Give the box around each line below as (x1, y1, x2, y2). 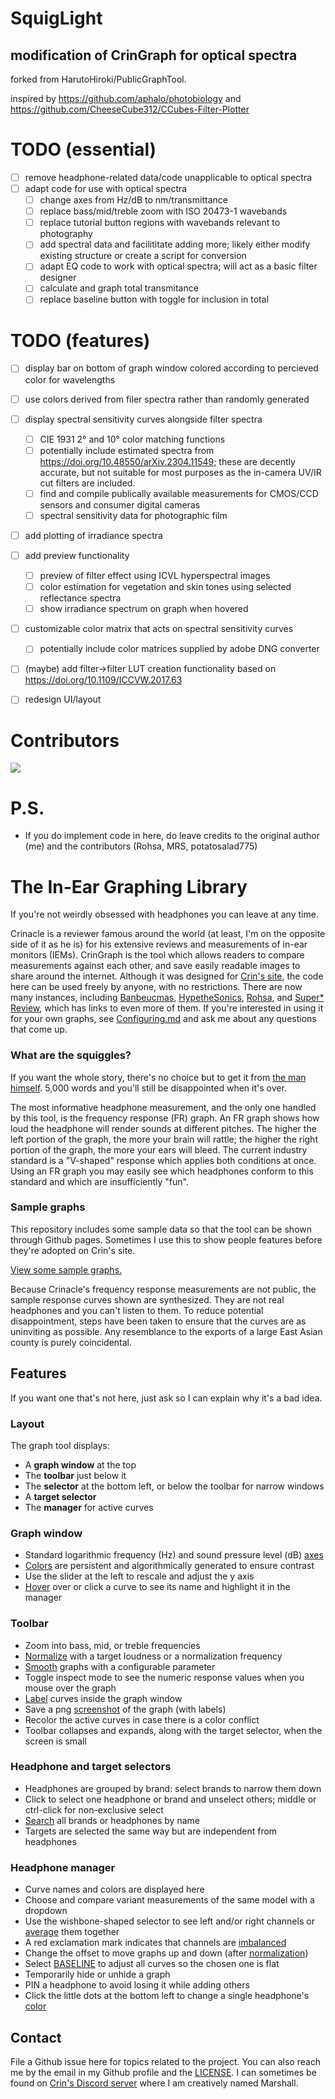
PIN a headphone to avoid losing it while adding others (24, 1979, 250, 1991)
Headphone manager (10, 1860, 116, 1874)
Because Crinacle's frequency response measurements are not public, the (10, 1283, 317, 1295)
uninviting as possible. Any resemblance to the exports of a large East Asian (10, 1325, 323, 1337)
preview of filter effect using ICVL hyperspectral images (39, 570, 271, 581)
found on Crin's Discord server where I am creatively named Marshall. (10, 2077, 299, 2089)
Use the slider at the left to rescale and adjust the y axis (24, 1570, 255, 1582)
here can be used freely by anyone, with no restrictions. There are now (10, 981, 303, 993)
